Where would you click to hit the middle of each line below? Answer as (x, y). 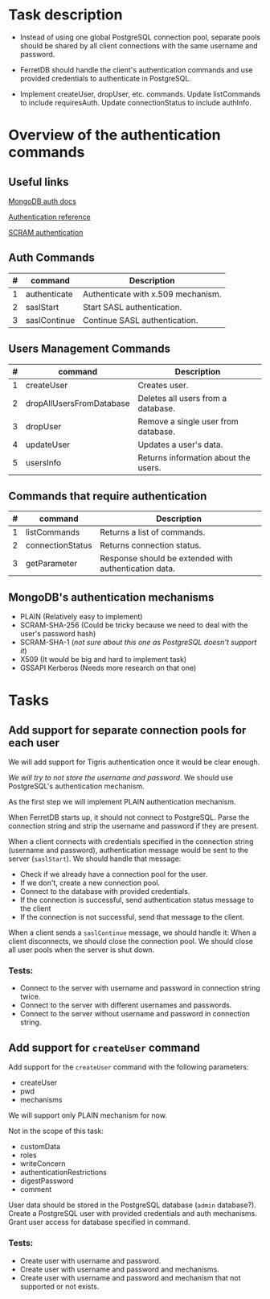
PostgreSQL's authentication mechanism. (76, 786)
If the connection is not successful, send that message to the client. (132, 917)
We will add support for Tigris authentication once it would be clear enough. (134, 762)
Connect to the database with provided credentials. (105, 892)
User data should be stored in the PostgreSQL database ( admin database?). (133, 1205)
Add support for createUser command (104, 1047)
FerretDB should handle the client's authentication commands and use (136, 69)
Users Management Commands (90, 349)
